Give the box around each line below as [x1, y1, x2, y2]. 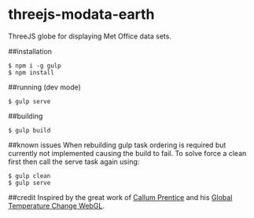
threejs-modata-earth [8, 5, 155, 24]
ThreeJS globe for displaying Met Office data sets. [8, 31, 171, 41]
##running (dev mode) [8, 82, 81, 92]
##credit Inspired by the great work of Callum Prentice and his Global [8, 192, 233, 202]
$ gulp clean [8, 172, 51, 180]
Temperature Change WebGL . [8, 201, 105, 210]
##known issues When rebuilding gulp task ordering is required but [8, 140, 226, 150]
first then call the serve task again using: [8, 157, 140, 166]
